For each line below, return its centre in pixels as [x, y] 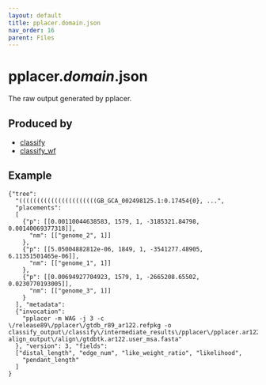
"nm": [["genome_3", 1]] [70, 291]
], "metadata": [40, 304]
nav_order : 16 [32, 30]
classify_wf [38, 151]
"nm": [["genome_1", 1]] [70, 263]
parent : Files [32, 38]
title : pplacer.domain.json [55, 23]
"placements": [38, 208]
